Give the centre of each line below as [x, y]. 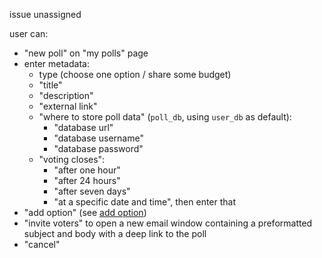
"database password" [98, 148]
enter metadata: [56, 63]
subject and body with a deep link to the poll [115, 233]
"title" [50, 85]
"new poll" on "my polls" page [86, 53]
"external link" [68, 106]
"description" [66, 95]
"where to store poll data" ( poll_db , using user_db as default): [165, 117]
